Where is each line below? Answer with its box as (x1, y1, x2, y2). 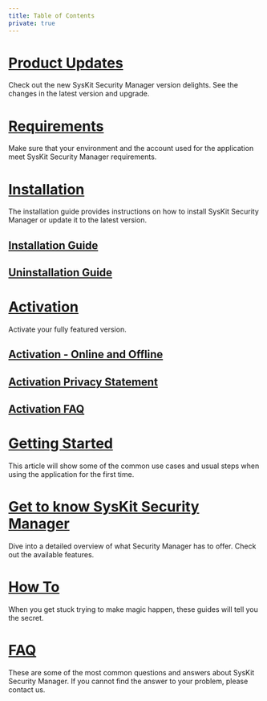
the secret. (8, 613, 44, 623)
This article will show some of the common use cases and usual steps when (8, 461, 260, 471)
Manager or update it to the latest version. (8, 215, 147, 225)
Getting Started (8, 434, 114, 453)
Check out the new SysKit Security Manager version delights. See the (8, 80, 239, 90)
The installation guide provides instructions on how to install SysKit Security (8, 206, 259, 217)
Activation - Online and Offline (8, 348, 164, 361)
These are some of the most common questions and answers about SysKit (8, 667, 255, 677)
